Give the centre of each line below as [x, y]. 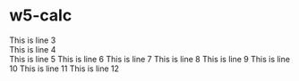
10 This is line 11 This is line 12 [64, 69]
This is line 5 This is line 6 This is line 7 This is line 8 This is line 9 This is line [150, 59]
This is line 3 [33, 40]
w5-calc [41, 16]
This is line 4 [33, 49]
